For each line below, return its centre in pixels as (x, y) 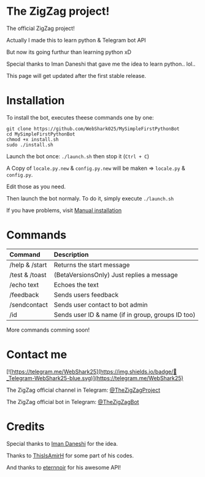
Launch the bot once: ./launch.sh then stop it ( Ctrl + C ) (78, 156)
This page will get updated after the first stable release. (76, 75)
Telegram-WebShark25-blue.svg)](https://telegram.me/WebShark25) (95, 378)
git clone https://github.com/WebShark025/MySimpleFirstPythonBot (93, 129)
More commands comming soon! (48, 330)
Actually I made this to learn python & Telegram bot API (76, 40)
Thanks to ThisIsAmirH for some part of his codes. (70, 456)
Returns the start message (92, 265)
